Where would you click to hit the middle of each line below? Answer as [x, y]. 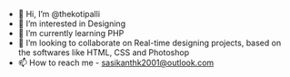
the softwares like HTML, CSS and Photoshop [103, 53]
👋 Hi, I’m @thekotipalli [59, 14]
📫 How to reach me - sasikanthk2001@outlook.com [116, 63]
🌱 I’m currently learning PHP [71, 33]
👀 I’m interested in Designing [71, 24]
